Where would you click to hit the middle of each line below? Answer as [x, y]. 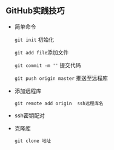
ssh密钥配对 [29, 115]
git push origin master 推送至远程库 [61, 78]
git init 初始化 [34, 39]
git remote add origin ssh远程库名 [59, 103]
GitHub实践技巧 [35, 11]
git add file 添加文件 [42, 52]
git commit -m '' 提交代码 [48, 65]
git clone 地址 [33, 141]
